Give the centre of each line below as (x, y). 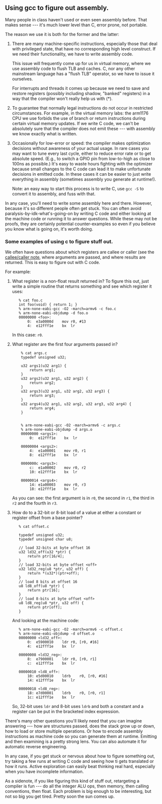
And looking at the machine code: (45, 621)
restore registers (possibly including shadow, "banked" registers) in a (81, 93)
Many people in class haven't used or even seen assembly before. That (76, 19)
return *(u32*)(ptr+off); (53, 574)
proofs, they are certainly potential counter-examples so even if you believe (80, 224)
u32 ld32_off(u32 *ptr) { (45, 552)
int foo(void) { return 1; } (48, 305)
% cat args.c (34, 353)
